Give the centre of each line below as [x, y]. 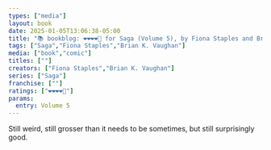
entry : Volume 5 [43, 106]
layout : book [30, 23]
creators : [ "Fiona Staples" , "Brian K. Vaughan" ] [92, 69]
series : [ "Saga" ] [38, 76]
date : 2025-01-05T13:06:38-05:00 [65, 31]
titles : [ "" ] [30, 61]
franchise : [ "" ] [35, 83]
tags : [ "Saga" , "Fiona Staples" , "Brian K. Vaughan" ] [97, 46]
